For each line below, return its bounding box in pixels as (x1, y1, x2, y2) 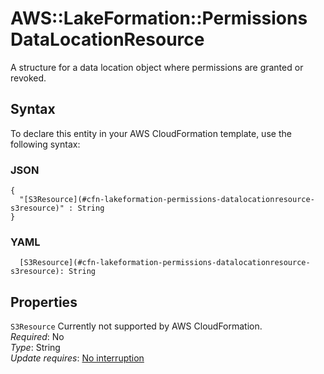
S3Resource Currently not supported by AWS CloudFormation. (10, 320, 263, 332)
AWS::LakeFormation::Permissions (10, 7, 308, 30)
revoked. (10, 72, 47, 84)
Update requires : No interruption (10, 352, 145, 364)
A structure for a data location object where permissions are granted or (10, 61, 304, 73)
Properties (10, 293, 78, 311)
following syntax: (10, 138, 81, 150)
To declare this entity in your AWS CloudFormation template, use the (10, 127, 292, 139)
